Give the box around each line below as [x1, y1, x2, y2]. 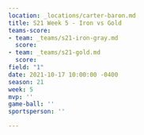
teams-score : [8, 26, 51, 34]
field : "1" [8, 64, 44, 71]
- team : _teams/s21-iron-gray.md [8, 33, 119, 42]
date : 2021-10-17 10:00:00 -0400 [8, 71, 119, 79]
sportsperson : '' [8, 108, 66, 116]
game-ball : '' [8, 100, 55, 108]
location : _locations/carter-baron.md [8, 11, 136, 20]
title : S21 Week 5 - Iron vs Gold [8, 19, 123, 27]
